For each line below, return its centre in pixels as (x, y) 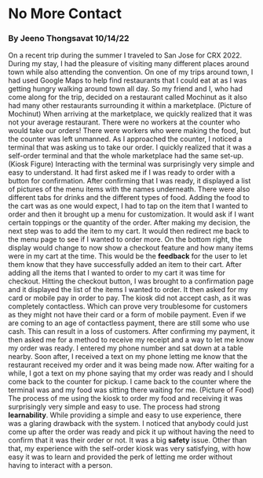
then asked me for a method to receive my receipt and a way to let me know (131, 340)
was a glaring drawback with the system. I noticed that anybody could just (128, 424)
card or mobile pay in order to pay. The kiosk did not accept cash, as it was (130, 298)
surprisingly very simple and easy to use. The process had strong (114, 407)
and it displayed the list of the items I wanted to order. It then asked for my (128, 290)
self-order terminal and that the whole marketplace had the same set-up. (126, 156)
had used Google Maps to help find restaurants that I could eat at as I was (128, 80)
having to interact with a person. (60, 465)
